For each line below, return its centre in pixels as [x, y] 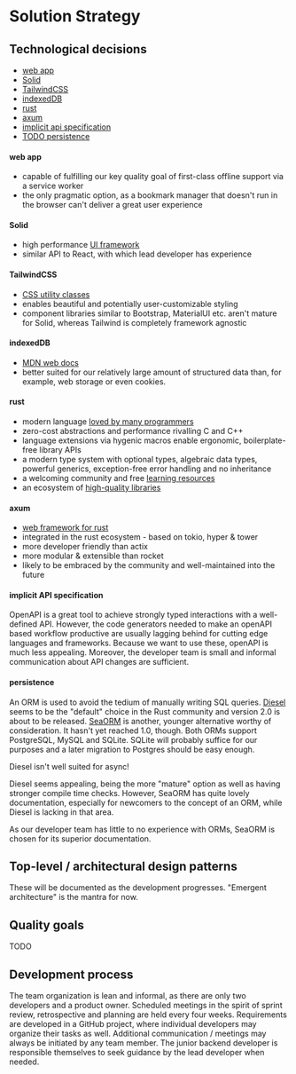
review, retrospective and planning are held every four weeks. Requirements [148, 1015]
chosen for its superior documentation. [80, 838]
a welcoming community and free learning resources [118, 478]
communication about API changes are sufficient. [99, 662]
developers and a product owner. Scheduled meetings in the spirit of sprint [146, 1006]
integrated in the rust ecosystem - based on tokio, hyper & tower [140, 537]
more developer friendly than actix [85, 547]
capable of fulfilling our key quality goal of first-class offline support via [152, 177]
